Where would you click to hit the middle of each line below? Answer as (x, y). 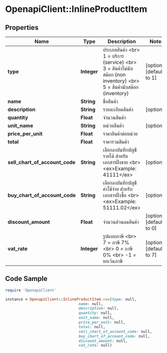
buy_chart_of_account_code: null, (114, 336)
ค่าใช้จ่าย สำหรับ (118, 189)
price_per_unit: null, (102, 322)
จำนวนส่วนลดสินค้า (121, 222)
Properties (22, 28)
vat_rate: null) (95, 346)
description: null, (99, 309)
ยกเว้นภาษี (113, 261)
